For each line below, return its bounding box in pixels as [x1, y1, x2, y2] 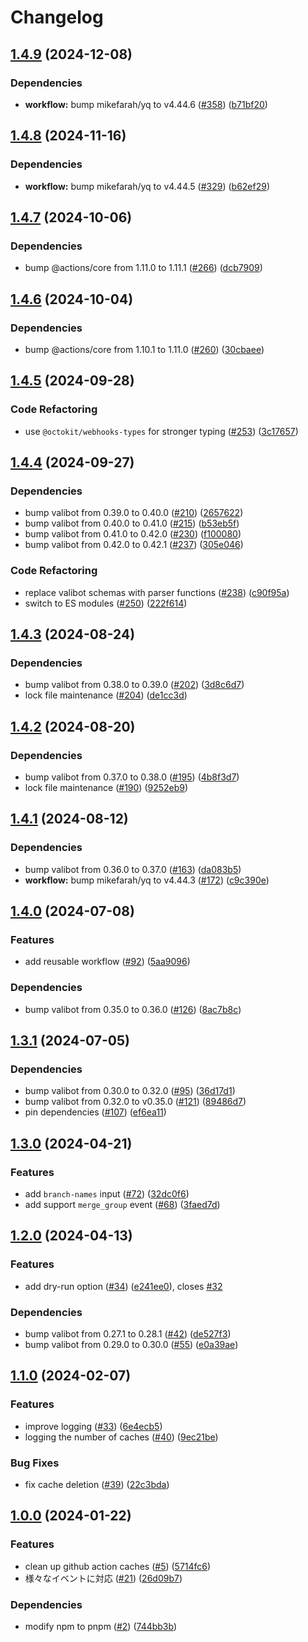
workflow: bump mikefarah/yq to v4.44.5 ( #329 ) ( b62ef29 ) [24, 180, 271, 192]
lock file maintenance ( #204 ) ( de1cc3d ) [24, 689, 188, 701]
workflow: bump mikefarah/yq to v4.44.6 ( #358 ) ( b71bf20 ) [24, 98, 268, 110]
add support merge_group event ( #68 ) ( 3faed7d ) [24, 1199, 221, 1211]
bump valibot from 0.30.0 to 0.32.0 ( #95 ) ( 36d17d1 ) [24, 1085, 236, 1097]
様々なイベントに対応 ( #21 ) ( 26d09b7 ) [24, 1572, 183, 1584]
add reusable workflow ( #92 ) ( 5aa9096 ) [24, 956, 191, 968]
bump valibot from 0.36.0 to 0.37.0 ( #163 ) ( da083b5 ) [24, 863, 242, 875]
